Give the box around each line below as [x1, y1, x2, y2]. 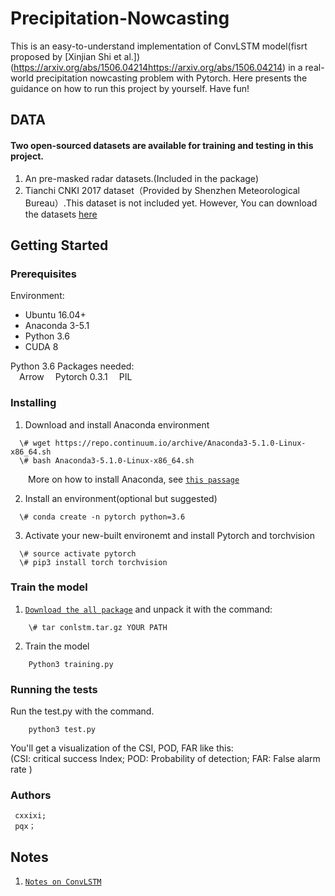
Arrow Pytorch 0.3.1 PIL [19, 371, 133, 383]
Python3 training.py [28, 659, 114, 669]
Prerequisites [10, 267, 77, 281]
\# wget [19, 438, 52, 448]
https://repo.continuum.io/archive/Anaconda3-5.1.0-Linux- [54, 438, 307, 448]
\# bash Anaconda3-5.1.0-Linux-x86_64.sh [19, 455, 195, 466]
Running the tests [10, 682, 98, 696]
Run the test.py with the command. [10, 705, 155, 717]
